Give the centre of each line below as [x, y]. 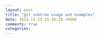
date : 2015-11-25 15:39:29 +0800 [41, 19]
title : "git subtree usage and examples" [50, 15]
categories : [18, 29]
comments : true [22, 24]
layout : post [19, 10]
